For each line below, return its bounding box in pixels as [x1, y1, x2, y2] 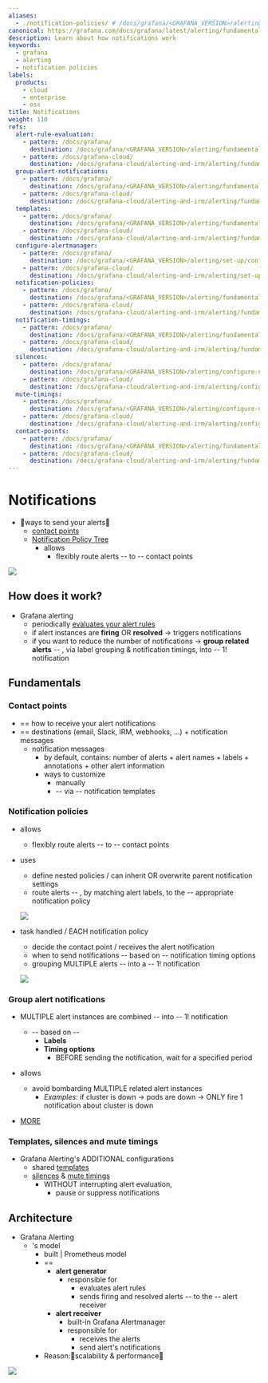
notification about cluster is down [43, 1100, 154, 1110]
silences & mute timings [31, 1171, 110, 1181]
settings [31, 879, 58, 888]
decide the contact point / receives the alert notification [31, 942, 215, 951]
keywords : [8, 41, 41, 49]
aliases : [8, 11, 37, 20]
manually [55, 777, 86, 787]
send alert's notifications [79, 1342, 161, 1353]
